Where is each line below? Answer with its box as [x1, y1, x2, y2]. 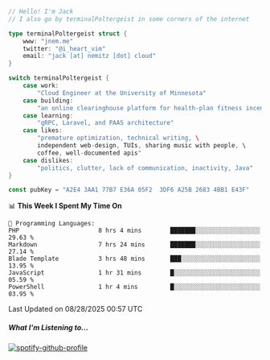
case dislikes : [22, 156, 74, 164]
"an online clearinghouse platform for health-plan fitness [37, 104, 243, 112]
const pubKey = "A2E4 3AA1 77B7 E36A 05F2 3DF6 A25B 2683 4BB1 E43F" [8, 186, 250, 194]
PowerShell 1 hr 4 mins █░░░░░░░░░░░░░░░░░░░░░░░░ [8, 283, 261, 292]
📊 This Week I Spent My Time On [8, 201, 122, 211]
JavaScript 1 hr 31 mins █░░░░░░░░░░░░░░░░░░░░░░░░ [8, 269, 261, 277]
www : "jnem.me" [22, 37, 74, 45]
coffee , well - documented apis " [37, 149, 142, 157]
